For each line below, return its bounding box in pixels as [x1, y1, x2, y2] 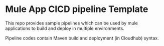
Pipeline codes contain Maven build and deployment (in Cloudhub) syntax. [5, 35, 159, 41]
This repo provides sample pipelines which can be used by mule [5, 20, 138, 26]
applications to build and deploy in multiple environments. [5, 25, 124, 31]
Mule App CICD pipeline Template [5, 3, 148, 15]
